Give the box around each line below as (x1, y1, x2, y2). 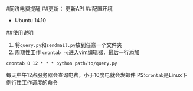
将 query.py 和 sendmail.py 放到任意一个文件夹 (14, 42, 122, 48)
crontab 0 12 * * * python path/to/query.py (6, 60, 117, 66)
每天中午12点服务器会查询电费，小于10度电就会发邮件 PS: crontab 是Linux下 (6, 72, 188, 78)
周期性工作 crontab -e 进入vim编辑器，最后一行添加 (14, 49, 140, 56)
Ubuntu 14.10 (14, 17, 46, 23)
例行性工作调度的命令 (6, 79, 58, 86)
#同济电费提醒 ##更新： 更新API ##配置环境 (6, 5, 113, 12)
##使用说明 (6, 29, 34, 36)
